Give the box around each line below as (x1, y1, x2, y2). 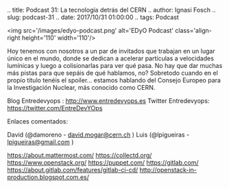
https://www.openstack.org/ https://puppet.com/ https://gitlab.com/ (7, 158, 199, 167)
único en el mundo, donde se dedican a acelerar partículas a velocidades (7, 54, 215, 62)
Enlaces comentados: (7, 117, 69, 126)
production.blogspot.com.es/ (7, 173, 89, 181)
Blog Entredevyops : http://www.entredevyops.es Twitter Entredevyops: (7, 97, 210, 105)
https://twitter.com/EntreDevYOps (7, 104, 103, 112)
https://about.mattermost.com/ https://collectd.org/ (7, 151, 152, 159)
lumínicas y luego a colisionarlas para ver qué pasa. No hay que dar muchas (7, 62, 223, 69)
